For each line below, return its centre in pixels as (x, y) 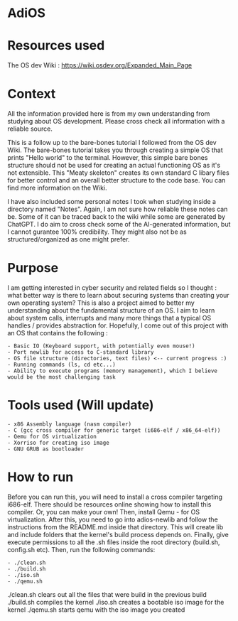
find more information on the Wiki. (58, 188)
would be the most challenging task (61, 377)
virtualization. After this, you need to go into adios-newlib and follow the (113, 519)
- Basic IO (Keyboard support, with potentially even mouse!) (101, 346)
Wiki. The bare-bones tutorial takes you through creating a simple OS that (115, 150)
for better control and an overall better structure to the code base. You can (117, 180)
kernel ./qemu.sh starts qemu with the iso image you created (96, 610)
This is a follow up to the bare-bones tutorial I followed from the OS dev (112, 143)
